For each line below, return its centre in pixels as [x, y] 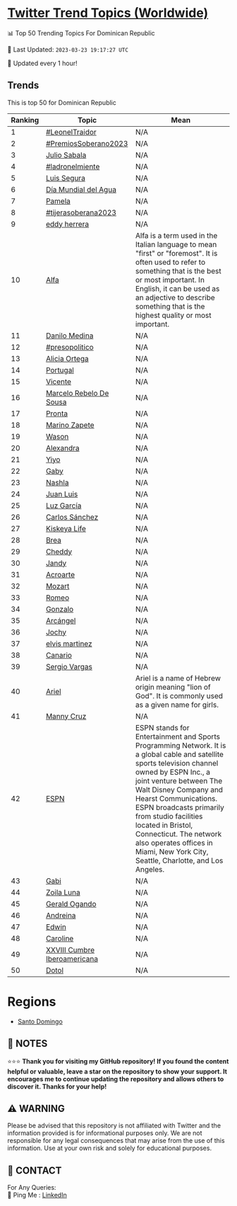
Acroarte [60, 574]
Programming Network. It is [181, 745]
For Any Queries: [32, 1188]
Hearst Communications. [176, 798]
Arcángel [61, 620]
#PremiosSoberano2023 [87, 143]
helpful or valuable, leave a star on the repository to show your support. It [117, 1071]
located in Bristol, [164, 825]
